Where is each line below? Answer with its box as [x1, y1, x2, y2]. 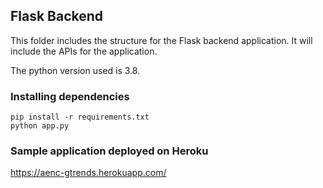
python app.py [10, 121, 70, 131]
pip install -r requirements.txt [10, 112, 150, 123]
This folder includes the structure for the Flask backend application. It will [10, 34, 313, 46]
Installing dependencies [10, 89, 130, 103]
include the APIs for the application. [10, 45, 158, 57]
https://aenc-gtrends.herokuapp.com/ [10, 167, 167, 179]
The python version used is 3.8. [10, 64, 141, 76]
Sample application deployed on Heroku [10, 144, 209, 158]
